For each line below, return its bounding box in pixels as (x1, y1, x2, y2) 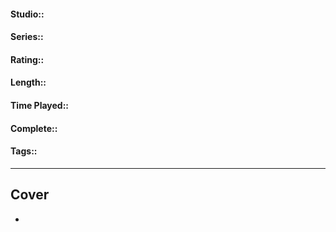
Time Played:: (10, 99, 70, 111)
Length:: (10, 76, 47, 89)
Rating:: (10, 53, 45, 65)
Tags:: (10, 145, 38, 157)
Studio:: (10, 8, 45, 20)
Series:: (10, 31, 44, 43)
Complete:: (10, 122, 58, 134)
